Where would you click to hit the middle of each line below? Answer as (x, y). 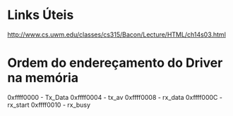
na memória (43, 78)
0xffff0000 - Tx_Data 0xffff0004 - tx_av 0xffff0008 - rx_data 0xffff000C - (115, 97)
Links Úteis (41, 15)
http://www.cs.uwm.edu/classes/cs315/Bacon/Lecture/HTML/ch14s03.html (116, 34)
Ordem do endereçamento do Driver (115, 63)
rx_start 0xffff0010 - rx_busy (49, 105)
